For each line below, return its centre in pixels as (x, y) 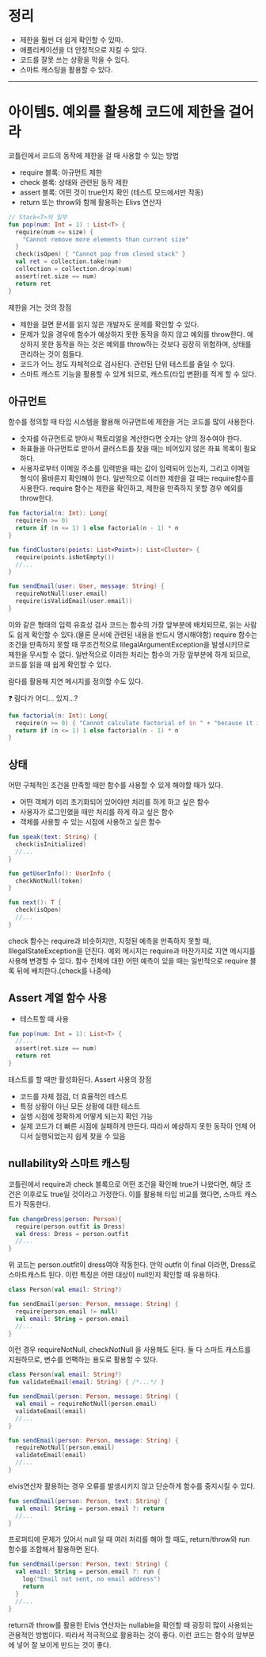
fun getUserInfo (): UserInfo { (60, 873)
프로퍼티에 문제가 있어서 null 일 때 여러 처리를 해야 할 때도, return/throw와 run (129, 1539)
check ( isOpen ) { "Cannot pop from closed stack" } (101, 254)
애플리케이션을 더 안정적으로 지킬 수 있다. (83, 49)
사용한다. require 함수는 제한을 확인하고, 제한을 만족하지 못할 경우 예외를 (131, 489)
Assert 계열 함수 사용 (57, 998)
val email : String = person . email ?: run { (88, 1572)
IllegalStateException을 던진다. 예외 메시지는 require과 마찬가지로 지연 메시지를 (132, 951)
